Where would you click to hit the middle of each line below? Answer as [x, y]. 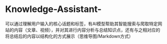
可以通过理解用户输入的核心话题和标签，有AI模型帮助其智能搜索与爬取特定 [82, 23]
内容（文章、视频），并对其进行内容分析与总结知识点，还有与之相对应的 [87, 30]
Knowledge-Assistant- [53, 9]
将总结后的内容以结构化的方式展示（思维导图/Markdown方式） [69, 36]
